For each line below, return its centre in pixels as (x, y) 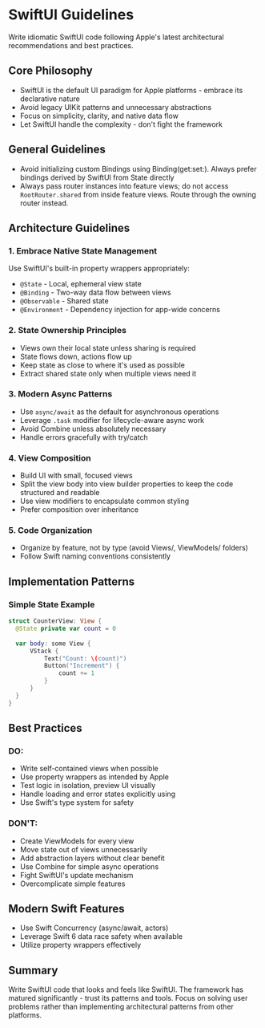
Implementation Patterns (72, 581)
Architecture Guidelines (69, 228)
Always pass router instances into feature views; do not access (124, 185)
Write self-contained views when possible (89, 769)
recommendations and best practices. (71, 45)
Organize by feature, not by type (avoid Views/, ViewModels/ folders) (134, 548)
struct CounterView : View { (55, 621)
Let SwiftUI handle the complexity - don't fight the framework (121, 124)
